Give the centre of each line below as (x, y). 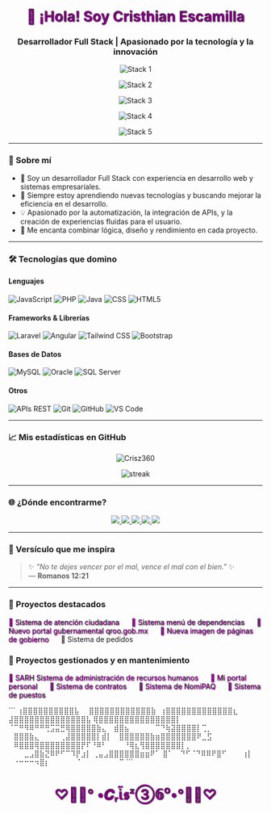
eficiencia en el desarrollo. (64, 203)
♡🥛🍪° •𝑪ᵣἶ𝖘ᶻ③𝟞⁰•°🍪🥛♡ (135, 795)
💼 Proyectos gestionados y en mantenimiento (99, 660)
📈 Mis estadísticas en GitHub (67, 438)
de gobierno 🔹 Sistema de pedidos (71, 639)
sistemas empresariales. (60, 186)
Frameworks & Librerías (49, 317)
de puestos (27, 695)
